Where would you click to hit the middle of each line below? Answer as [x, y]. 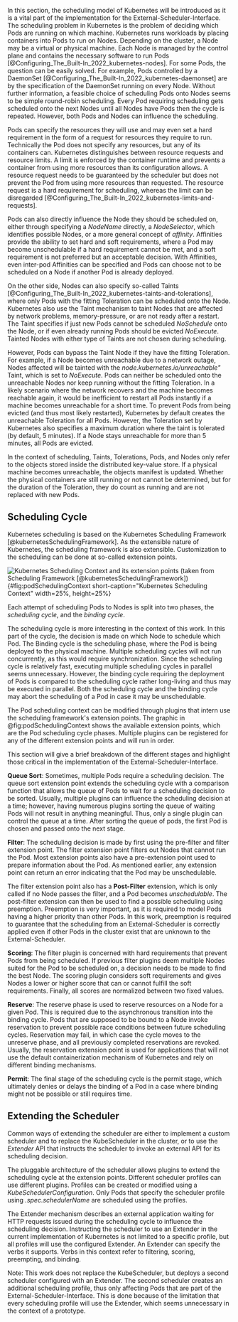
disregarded [25, 198]
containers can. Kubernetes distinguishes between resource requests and [115, 153]
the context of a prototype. [47, 1311]
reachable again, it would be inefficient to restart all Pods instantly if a [109, 398]
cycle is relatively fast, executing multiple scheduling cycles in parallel [110, 666]
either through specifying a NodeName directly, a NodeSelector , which [111, 226]
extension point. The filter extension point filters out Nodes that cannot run [117, 850]
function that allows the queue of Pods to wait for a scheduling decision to [116, 790]
